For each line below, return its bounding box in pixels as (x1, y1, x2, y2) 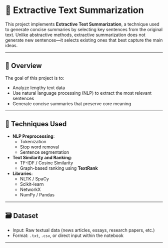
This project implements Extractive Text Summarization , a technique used (5, 21, 160, 27)
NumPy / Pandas (19, 191, 55, 197)
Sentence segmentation (19, 149, 69, 155)
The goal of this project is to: (5, 75, 64, 81)
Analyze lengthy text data (12, 85, 65, 91)
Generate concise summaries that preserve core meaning (12, 100, 131, 107)
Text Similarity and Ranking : (12, 154, 72, 160)
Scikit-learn (19, 181, 44, 187)
